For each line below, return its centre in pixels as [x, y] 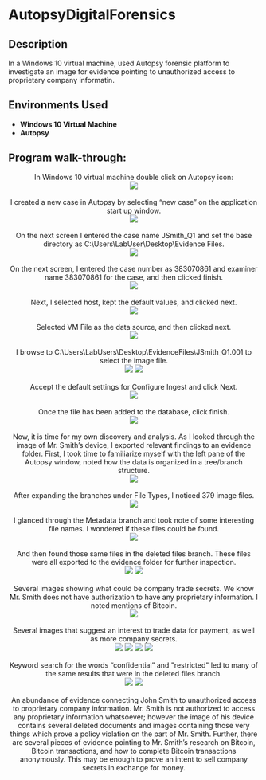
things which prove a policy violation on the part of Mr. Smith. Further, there [134, 734]
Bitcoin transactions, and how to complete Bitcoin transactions [134, 751]
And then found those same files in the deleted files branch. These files [134, 553]
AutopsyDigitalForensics [92, 15]
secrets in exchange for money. [134, 767]
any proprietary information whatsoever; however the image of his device [134, 717]
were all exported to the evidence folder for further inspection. [134, 562]
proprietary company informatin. [62, 80]
